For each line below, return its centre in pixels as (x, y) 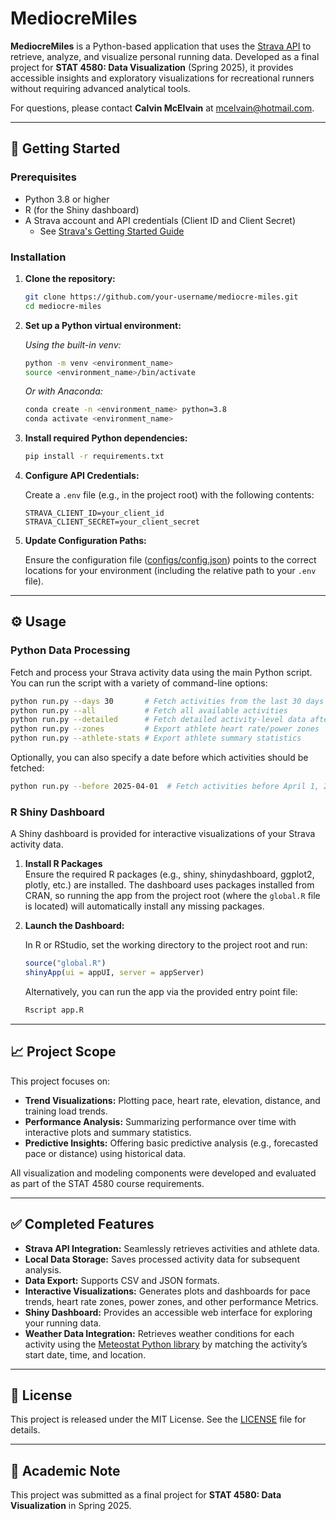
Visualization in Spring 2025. (71, 1506)
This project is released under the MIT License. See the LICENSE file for (158, 1419)
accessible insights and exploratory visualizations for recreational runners (162, 78)
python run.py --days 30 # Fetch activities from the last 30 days (167, 701)
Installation (38, 257)
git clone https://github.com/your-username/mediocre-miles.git (161, 297)
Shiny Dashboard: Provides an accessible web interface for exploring (168, 1312)
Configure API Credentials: (82, 476)
